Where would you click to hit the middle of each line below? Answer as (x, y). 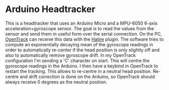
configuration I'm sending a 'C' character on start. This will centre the (77, 60)
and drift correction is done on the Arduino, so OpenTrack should (88, 76)
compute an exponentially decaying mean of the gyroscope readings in (79, 44)
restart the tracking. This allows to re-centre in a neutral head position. (79, 71)
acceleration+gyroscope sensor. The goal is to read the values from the (80, 28)
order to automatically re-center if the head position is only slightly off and (82, 50)
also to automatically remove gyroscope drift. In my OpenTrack (71, 55)
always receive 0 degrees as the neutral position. (56, 82)
